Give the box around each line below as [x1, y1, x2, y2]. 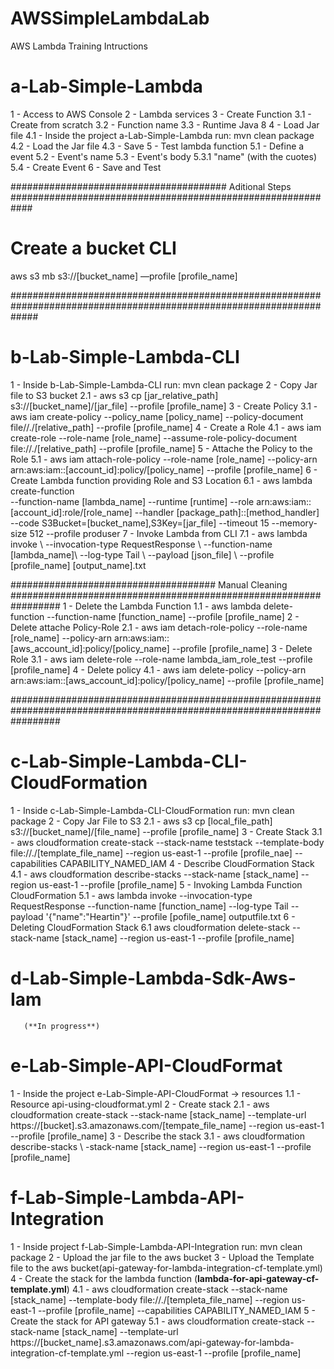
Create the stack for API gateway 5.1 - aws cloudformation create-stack [10, 1315, 305, 1327]
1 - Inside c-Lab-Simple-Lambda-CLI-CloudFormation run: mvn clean [10, 804, 295, 816]
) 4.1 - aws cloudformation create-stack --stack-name [66, 1283, 288, 1295]
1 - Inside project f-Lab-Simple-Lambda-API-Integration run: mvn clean [10, 1240, 303, 1252]
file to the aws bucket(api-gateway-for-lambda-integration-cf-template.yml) [10, 1262, 323, 1274]
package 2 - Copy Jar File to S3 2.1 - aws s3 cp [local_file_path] [10, 815, 273, 827]
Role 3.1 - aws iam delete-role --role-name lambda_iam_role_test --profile [10, 653, 313, 665]
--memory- [271, 517, 318, 529]
